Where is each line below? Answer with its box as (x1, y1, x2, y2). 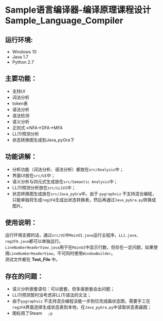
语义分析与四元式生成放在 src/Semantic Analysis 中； (12, 178, 118, 184)
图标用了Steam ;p (12, 310, 53, 316)
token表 (12, 100, 28, 106)
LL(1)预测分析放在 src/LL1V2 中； (12, 184, 76, 190)
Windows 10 (12, 49, 37, 54)
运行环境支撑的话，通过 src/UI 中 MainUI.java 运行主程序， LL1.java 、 (5, 232, 141, 238)
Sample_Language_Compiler (5, 15, 124, 26)
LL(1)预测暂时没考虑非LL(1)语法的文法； (12, 292, 91, 298)
